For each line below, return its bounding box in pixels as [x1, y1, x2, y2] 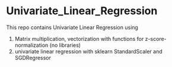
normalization [14, 42, 49, 49]
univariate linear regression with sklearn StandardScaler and [14, 47, 163, 55]
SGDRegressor [14, 54, 52, 61]
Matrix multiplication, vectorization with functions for [14, 35, 144, 42]
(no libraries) [49, 42, 81, 49]
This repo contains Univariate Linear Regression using [6, 24, 138, 31]
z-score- [145, 35, 167, 42]
